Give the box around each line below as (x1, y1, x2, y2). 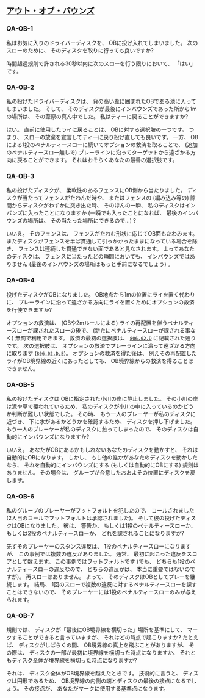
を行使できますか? (6, 306, 52, 313)
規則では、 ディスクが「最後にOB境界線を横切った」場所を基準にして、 (6, 626, 186, 633)
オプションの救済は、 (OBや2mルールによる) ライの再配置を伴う (6, 319, 168, 326)
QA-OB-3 (6, 171, 35, 180)
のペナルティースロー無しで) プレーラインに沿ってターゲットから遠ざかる (6, 148, 191, 156)
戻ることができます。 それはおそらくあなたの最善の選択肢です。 (16, 156, 178, 164)
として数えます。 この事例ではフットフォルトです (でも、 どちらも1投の (11, 558, 191, 566)
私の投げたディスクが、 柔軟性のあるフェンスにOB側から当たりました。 (6, 187, 186, 194)
